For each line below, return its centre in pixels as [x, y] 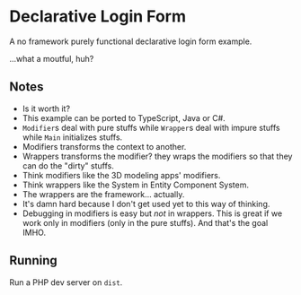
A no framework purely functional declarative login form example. [131, 41]
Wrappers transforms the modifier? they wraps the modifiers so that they [157, 156]
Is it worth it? [46, 108]
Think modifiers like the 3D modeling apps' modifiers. [121, 175]
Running [34, 260]
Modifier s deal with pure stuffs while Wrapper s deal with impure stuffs [151, 127]
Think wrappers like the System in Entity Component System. [136, 185]
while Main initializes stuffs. [72, 137]
